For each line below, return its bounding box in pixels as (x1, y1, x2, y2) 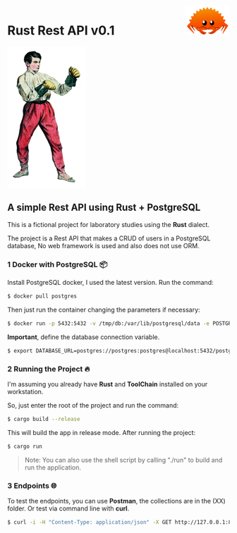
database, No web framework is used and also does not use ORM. (7, 241, 200, 250)
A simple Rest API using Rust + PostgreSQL (7, 202, 201, 214)
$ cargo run (7, 443, 42, 450)
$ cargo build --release (7, 415, 80, 422)
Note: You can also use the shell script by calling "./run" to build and (24, 455, 223, 464)
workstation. (7, 387, 44, 396)
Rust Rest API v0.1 (7, 23, 115, 39)
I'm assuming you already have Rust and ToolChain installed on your (7, 379, 208, 388)
